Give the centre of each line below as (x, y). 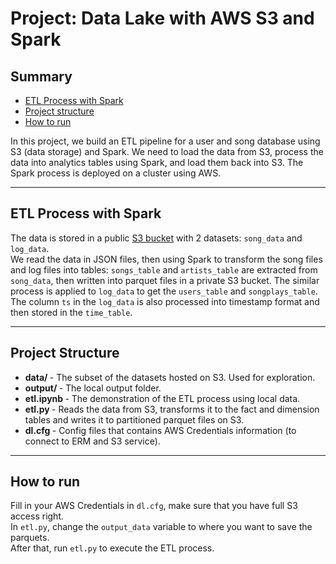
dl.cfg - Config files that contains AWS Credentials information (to (160, 430)
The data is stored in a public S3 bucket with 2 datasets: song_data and (156, 238)
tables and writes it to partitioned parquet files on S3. (134, 419)
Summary (41, 76)
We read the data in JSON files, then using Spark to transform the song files (166, 259)
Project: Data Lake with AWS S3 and (162, 18)
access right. (37, 516)
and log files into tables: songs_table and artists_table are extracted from (164, 269)
